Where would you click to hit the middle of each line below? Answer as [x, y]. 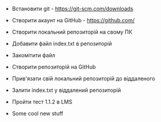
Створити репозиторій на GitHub [54, 67]
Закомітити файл [34, 55]
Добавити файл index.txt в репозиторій [62, 44]
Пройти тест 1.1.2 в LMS [42, 102]
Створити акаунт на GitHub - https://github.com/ [73, 20]
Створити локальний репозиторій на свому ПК [72, 32]
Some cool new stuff [38, 113]
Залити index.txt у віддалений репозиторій [66, 90]
